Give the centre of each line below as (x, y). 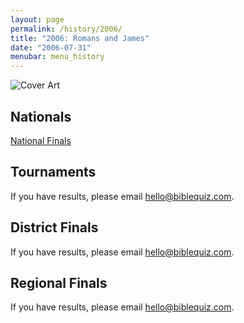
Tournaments (53, 172)
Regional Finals (59, 282)
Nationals (41, 116)
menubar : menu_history (57, 57)
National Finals (41, 140)
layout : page (37, 19)
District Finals (54, 227)
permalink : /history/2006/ (66, 29)
